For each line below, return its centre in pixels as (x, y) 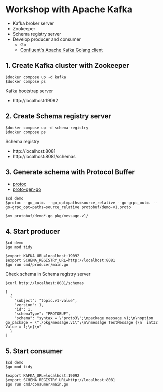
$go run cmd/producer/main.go (37, 265)
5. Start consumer (34, 351)
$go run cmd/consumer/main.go (37, 384)
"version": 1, (29, 305)
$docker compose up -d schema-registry (47, 128)
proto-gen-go (27, 189)
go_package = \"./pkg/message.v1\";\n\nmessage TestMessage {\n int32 (81, 323)
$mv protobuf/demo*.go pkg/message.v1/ (47, 216)
